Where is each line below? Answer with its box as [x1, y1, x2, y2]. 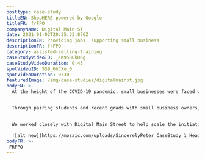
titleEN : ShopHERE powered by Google [6, 15, 103, 21]
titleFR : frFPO [6, 20, 45, 26]
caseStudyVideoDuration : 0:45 [6, 60, 84, 66]
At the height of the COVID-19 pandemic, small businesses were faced [12, 89, 195, 95]
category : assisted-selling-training [6, 49, 103, 55]
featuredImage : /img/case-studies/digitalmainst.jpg [6, 77, 143, 83]
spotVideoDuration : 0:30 [6, 72, 70, 78]
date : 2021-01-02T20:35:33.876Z [6, 32, 88, 38]
